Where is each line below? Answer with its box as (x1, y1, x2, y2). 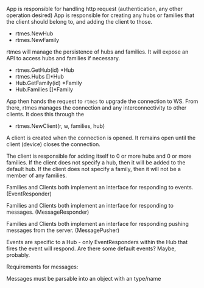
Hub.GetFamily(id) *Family (15, 79, 82, 86)
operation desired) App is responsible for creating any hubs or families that (6, 12, 195, 19)
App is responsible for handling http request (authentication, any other (6, 5, 183, 12)
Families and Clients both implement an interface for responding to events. (6, 184, 194, 191)
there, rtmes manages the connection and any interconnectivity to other (6, 104, 187, 111)
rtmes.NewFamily (15, 37, 60, 43)
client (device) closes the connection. (6, 141, 100, 148)
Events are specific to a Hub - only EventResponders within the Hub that (6, 239, 188, 245)
